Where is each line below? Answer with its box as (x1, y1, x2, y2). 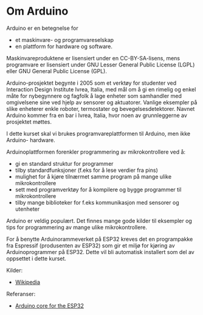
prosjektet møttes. (6, 118, 52, 126)
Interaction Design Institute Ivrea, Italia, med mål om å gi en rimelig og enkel (6, 85, 196, 93)
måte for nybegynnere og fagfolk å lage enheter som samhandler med (6, 92, 182, 99)
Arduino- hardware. (6, 136, 56, 144)
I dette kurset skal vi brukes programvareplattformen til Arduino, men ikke (6, 130, 190, 137)
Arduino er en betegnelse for (6, 24, 78, 32)
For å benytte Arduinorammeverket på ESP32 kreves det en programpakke (6, 235, 193, 242)
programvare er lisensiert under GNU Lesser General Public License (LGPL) (6, 61, 195, 68)
